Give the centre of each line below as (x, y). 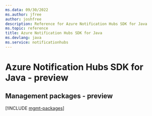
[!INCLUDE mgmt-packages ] (35, 108)
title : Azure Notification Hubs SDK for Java (54, 33)
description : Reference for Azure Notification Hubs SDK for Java (76, 24)
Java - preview (37, 77)
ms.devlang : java (23, 38)
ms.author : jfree (23, 14)
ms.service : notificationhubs (37, 42)
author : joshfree (23, 19)
